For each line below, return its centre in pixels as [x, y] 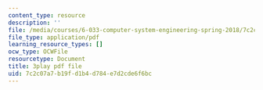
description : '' [34, 23]
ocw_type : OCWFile [38, 52]
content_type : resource [47, 15]
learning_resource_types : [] [56, 45]
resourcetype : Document [47, 59]
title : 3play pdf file [45, 67]
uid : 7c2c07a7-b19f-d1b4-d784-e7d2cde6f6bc [80, 74]
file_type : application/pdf [54, 37]
